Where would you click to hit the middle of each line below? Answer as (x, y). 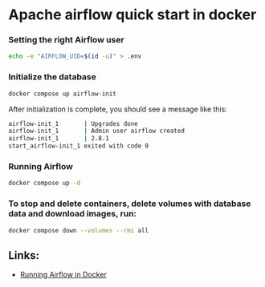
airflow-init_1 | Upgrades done (73, 123)
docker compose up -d (45, 183)
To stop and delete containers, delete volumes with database (130, 204)
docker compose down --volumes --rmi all (79, 230)
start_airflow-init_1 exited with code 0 (79, 146)
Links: (24, 255)
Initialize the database (52, 77)
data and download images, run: (73, 214)
